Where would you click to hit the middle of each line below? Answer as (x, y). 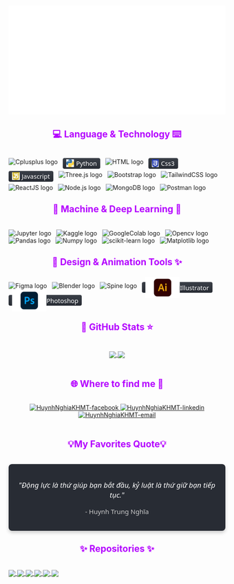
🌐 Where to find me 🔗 (117, 384)
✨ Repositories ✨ (117, 549)
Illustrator (194, 287)
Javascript (36, 176)
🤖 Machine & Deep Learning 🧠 (117, 209)
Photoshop (63, 300)
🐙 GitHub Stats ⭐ (117, 327)
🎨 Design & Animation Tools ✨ (117, 262)
